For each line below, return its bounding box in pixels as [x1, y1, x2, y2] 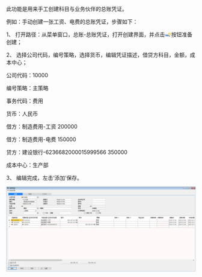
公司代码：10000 [6, 72, 49, 78]
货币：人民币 [6, 110, 38, 117]
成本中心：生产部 [6, 162, 49, 168]
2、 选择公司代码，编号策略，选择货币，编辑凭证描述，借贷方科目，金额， [6, 51, 191, 59]
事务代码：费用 [6, 97, 43, 104]
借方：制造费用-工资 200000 [6, 123, 78, 130]
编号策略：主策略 [6, 84, 49, 92]
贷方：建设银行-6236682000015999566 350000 [6, 148, 128, 156]
